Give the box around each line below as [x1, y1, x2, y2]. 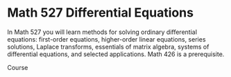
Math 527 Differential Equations [7, 5, 194, 21]
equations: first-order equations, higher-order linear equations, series [7, 35, 206, 43]
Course [7, 63, 28, 71]
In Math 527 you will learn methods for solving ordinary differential [7, 28, 198, 36]
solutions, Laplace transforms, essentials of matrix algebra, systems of [7, 42, 209, 51]
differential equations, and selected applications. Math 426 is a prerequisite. [7, 50, 225, 58]
